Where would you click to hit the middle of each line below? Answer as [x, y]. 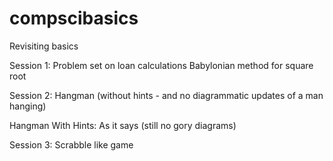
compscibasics [74, 18]
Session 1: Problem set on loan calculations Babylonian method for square [161, 65]
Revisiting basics [44, 46]
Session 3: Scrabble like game [71, 144]
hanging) [28, 106]
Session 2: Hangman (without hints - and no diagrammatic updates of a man [166, 95]
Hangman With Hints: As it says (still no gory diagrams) [123, 125]
